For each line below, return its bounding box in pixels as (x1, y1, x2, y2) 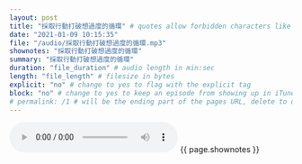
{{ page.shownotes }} (179, 144, 260, 155)
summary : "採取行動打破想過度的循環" (9, 55, 135, 64)
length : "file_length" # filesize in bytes (9, 72, 175, 81)
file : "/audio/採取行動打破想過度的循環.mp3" (9, 38, 166, 48)
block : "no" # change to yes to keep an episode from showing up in (9, 88, 271, 97)
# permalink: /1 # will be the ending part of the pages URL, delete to (9, 96, 288, 106)
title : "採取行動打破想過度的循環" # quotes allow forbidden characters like (9, 22, 291, 31)
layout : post (9, 13, 58, 23)
